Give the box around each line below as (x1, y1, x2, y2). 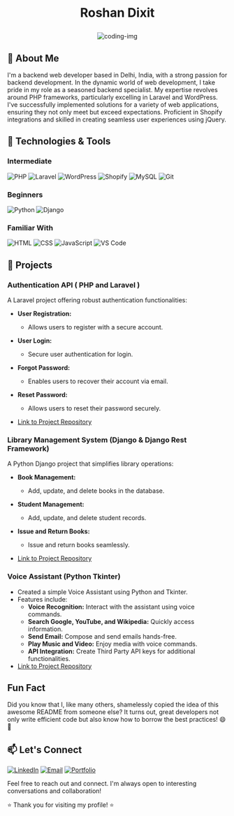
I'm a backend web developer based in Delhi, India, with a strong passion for (7, 71, 228, 79)
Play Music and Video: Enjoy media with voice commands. (27, 639, 198, 648)
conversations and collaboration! (7, 787, 102, 795)
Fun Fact (7, 682, 45, 694)
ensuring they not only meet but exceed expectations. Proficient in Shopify (7, 108, 223, 116)
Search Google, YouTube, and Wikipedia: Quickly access (27, 617, 195, 625)
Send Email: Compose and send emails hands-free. (27, 632, 177, 640)
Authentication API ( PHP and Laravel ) (7, 280, 140, 290)
